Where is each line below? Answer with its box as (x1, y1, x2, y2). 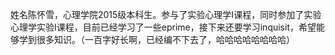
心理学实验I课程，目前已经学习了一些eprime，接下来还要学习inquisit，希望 (10, 21, 317, 33)
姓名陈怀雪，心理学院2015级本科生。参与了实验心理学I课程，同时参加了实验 (10, 9, 322, 20)
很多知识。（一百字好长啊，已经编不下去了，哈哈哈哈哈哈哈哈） (36, 34, 295, 45)
